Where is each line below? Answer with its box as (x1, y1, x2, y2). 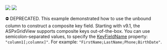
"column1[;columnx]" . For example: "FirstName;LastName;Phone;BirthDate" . (5, 39, 162, 45)
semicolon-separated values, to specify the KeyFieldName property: (5, 33, 148, 39)
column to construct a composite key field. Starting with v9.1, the (5, 23, 140, 29)
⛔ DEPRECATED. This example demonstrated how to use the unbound (5, 16, 151, 21)
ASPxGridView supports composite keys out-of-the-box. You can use (5, 28, 150, 34)
